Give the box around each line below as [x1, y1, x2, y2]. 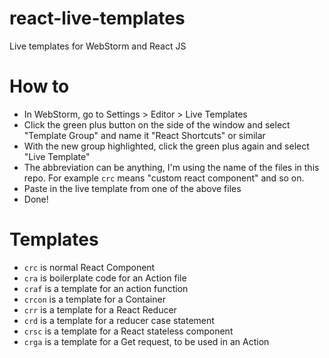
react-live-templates [9, 7, 186, 30]
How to [9, 75, 70, 98]
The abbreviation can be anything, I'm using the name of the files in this [23, 161, 320, 173]
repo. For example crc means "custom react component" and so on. [23, 172, 305, 184]
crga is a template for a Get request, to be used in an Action [23, 335, 270, 347]
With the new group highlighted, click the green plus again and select [23, 140, 310, 152]
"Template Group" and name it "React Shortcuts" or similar [23, 129, 266, 141]
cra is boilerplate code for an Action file [23, 272, 187, 284]
